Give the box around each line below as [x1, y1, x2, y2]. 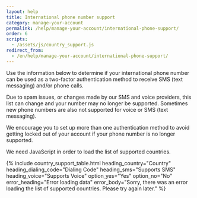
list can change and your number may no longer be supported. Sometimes [6, 99, 188, 107]
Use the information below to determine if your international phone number [6, 69, 190, 76]
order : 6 [6, 31, 28, 37]
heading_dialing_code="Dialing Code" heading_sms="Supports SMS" [6, 166, 176, 173]
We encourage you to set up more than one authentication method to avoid [6, 124, 190, 131]
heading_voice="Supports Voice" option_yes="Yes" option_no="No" [6, 172, 173, 179]
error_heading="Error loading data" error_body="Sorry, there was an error [6, 178, 188, 186]
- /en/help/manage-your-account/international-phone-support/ [11, 53, 169, 59]
